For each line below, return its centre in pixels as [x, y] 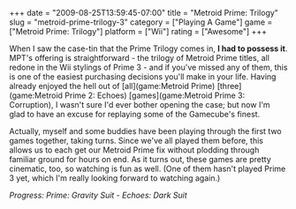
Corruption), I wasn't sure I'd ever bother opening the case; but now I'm [140, 104]
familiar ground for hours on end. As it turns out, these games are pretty [140, 159]
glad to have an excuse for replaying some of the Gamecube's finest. [135, 114]
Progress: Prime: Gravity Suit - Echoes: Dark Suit [98, 195]
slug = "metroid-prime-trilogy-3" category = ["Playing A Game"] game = [141, 22]
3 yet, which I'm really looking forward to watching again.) [115, 178]
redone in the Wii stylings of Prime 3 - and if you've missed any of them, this [148, 67]
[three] [229, 86]
